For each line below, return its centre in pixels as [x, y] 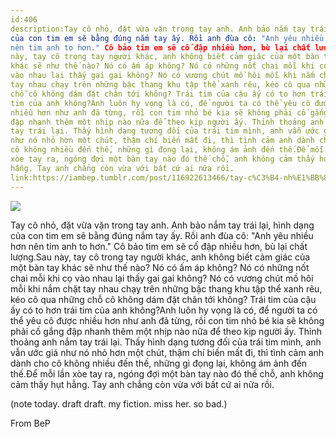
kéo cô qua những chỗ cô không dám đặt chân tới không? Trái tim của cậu [163, 299]
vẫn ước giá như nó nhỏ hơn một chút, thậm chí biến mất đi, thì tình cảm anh [167, 352]
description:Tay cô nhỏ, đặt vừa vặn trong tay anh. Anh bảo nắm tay [158, 29]
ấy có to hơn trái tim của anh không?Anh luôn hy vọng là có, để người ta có [164, 310]
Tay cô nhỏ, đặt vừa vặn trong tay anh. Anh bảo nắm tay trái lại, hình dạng [162, 225]
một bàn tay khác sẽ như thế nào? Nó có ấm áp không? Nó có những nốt [160, 267]
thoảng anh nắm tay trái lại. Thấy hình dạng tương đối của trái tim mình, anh [166, 342]
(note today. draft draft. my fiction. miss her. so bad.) [119, 403]
